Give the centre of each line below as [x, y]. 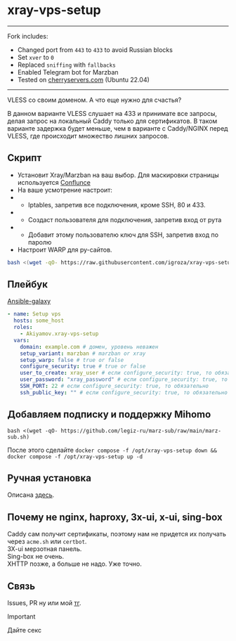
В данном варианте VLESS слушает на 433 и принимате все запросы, [112, 113]
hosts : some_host [39, 321]
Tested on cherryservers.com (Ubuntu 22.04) [83, 79]
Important [21, 616]
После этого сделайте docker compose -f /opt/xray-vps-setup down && [112, 450]
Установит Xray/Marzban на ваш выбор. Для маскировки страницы [118, 175]
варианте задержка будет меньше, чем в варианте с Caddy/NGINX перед [118, 128]
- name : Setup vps [34, 314]
